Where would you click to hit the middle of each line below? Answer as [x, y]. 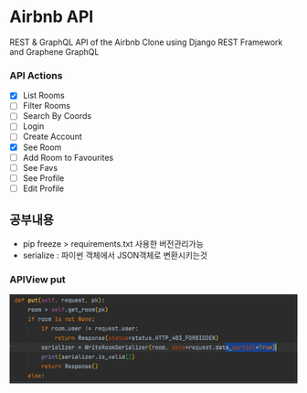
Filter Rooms [47, 106]
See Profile [43, 178]
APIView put [37, 279]
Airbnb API [52, 17]
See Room [42, 147]
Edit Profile [43, 188]
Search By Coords [57, 116]
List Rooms [44, 96]
